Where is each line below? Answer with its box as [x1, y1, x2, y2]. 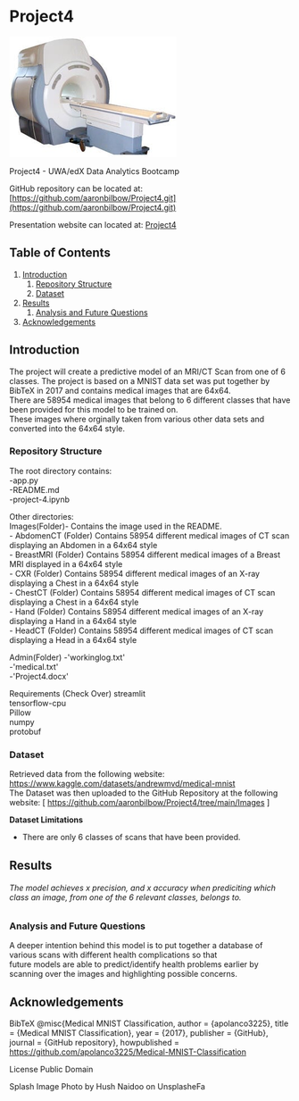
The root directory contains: [9, 465, 112, 476]
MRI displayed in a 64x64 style [9, 558, 123, 569]
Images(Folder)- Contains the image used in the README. [9, 521, 222, 531]
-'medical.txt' [9, 661, 59, 671]
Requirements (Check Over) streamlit [9, 688, 145, 698]
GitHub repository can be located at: [9, 183, 143, 194]
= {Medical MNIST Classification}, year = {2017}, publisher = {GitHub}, [9, 1027, 270, 1038]
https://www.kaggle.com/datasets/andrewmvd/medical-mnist [9, 779, 236, 789]
